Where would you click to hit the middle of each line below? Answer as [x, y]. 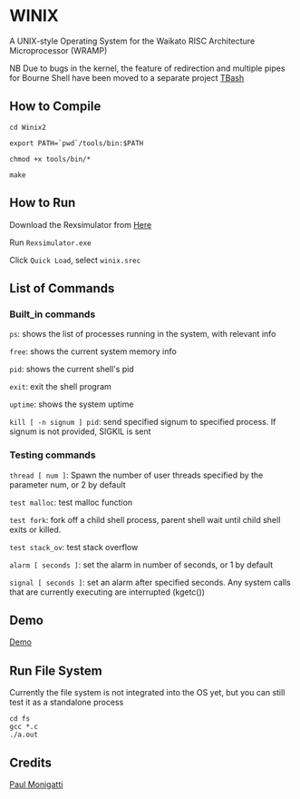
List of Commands [62, 288]
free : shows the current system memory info [93, 351]
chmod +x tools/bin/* [50, 159]
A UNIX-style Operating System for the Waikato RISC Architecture [132, 41]
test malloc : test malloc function [71, 502]
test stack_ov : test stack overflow [74, 547]
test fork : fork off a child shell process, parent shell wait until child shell [145, 519]
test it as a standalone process [67, 702]
